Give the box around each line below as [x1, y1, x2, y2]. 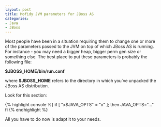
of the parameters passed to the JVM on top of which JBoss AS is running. [5, 44, 154, 49]
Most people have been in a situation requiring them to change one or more [5, 38, 156, 44]
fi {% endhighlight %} [5, 107, 48, 113]
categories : [5, 16, 29, 21]
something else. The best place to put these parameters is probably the [5, 54, 147, 60]
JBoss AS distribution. [5, 83, 49, 89]
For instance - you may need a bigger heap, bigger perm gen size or [5, 49, 141, 55]
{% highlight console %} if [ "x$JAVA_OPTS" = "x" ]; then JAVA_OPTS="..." [5, 102, 154, 108]
